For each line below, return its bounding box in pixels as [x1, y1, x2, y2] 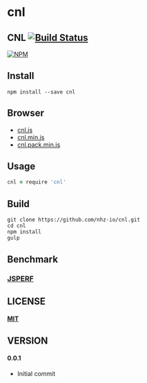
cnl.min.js [17, 133, 45, 141]
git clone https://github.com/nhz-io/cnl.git [7, 216, 140, 224]
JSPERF [7, 274, 35, 284]
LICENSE [7, 295, 46, 307]
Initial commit [17, 370, 56, 378]
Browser [7, 107, 45, 119]
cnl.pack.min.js [17, 140, 61, 149]
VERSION [7, 335, 48, 346]
